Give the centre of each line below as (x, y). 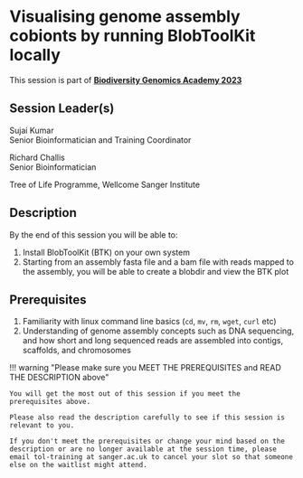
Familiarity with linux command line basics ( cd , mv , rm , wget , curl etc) (150, 322)
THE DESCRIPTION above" (59, 378)
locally (35, 55)
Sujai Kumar (32, 130)
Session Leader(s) (62, 109)
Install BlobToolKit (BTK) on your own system (106, 252)
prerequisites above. (50, 402)
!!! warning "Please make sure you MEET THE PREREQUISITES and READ (146, 368)
